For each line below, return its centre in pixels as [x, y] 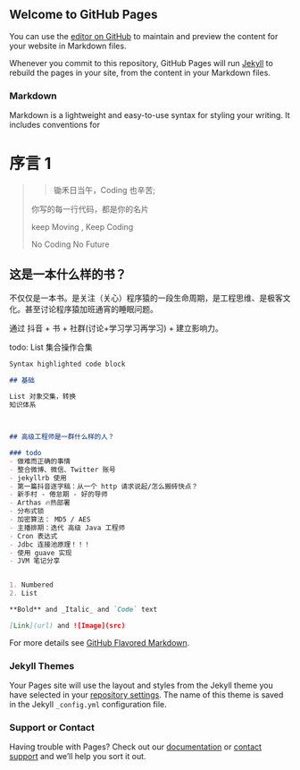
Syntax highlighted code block [67, 364]
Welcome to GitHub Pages [83, 15]
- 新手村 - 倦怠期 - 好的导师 [59, 495]
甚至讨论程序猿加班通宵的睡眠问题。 [91, 309]
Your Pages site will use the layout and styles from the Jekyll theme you [142, 685]
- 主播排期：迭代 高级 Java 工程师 [67, 528]
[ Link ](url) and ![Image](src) [67, 625]
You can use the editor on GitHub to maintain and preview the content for [144, 36]
